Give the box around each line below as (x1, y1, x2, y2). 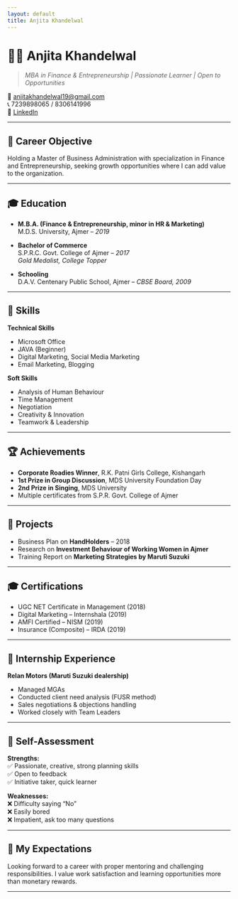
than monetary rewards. (7, 877, 78, 885)
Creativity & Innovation (17, 410, 84, 419)
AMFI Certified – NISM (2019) (17, 618, 103, 626)
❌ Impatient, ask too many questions (7, 815, 115, 824)
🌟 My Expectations (7, 843, 92, 855)
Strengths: (7, 754, 40, 763)
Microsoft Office (17, 337, 66, 345)
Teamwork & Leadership (17, 417, 89, 426)
